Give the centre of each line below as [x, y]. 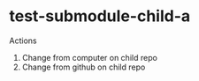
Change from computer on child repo [89, 57]
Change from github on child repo [84, 67]
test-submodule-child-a [100, 16]
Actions [23, 40]
